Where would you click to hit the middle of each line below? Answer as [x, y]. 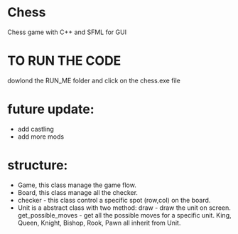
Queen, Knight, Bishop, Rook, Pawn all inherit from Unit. [99, 223]
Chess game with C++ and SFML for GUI [67, 32]
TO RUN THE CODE [64, 61]
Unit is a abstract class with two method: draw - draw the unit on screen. [124, 208]
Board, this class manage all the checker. [78, 192]
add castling [36, 129]
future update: [51, 109]
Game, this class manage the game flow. [77, 185]
